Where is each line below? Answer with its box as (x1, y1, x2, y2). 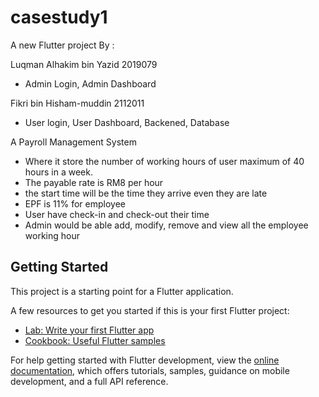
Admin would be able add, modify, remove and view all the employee (24, 219, 309, 231)
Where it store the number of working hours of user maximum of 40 (24, 155, 305, 167)
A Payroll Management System (10, 136, 137, 148)
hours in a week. (24, 166, 93, 178)
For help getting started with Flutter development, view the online (10, 354, 280, 366)
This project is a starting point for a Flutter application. (10, 285, 234, 297)
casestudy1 (10, 6, 108, 29)
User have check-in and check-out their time (24, 208, 210, 220)
